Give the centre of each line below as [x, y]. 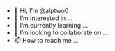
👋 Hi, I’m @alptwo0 [41, 11]
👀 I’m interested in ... [43, 18]
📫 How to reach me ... [46, 40]
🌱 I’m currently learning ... [51, 25]
